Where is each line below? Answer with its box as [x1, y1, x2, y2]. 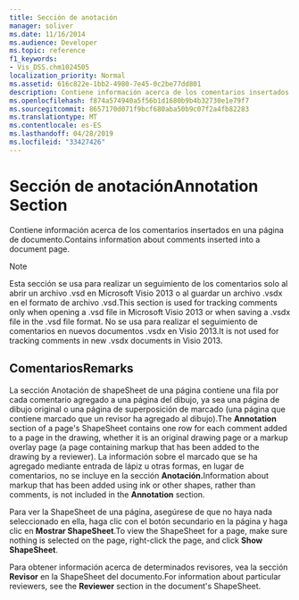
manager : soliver [9, 21, 74, 30]
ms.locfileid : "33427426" [9, 137, 105, 146]
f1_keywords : [9, 54, 58, 63]
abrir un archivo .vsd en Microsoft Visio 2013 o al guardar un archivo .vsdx [9, 287, 283, 298]
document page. [9, 243, 70, 254]
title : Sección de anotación [9, 12, 118, 22]
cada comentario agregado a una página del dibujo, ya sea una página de [9, 394, 280, 404]
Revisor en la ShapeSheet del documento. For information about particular [9, 571, 281, 581]
